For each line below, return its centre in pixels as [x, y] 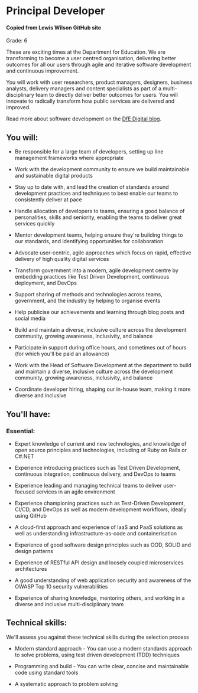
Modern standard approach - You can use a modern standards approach [103, 648]
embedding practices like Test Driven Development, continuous [92, 277]
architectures [31, 568]
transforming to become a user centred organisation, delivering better [91, 58]
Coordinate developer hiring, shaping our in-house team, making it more [103, 389]
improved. [18, 107]
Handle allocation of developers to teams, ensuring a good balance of [100, 211]
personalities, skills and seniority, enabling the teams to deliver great [98, 217]
